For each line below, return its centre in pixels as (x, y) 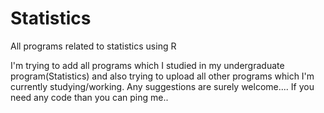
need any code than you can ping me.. (89, 97)
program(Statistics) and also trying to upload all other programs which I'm (162, 76)
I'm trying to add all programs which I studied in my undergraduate (147, 65)
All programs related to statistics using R (93, 46)
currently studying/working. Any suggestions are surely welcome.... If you (162, 86)
